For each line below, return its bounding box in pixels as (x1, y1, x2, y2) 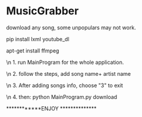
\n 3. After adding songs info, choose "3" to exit (6, 82, 124, 89)
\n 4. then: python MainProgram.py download (6, 93, 118, 100)
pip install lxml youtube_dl (6, 35, 70, 42)
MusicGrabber (6, 4, 79, 18)
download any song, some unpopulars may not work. (6, 24, 137, 31)
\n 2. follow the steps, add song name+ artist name (6, 70, 131, 77)
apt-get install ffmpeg (6, 47, 59, 54)
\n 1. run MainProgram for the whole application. (6, 59, 124, 66)
